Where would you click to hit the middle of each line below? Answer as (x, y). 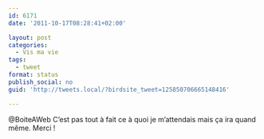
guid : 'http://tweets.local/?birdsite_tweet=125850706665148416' (119, 89)
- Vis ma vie (37, 53)
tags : (17, 60)
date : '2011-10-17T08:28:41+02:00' (67, 23)
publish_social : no (41, 82)
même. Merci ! (32, 128)
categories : (28, 45)
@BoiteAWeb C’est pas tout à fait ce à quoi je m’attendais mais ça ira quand (132, 119)
